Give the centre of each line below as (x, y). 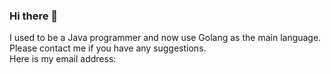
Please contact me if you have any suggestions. (108, 48)
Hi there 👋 (34, 16)
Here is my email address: (63, 59)
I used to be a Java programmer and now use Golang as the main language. (165, 38)
